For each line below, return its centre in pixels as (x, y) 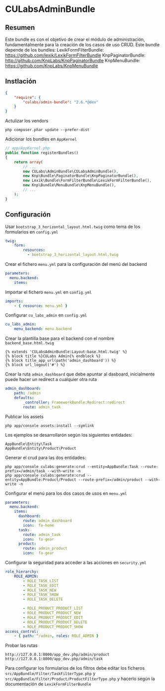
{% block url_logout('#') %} (35, 365)
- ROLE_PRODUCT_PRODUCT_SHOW (53, 627)
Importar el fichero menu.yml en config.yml (49, 292)
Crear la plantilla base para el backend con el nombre (60, 338)
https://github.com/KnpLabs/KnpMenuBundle (52, 66)
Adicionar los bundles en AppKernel (41, 139)
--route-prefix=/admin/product (110, 480)
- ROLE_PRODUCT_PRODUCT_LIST (53, 609)
